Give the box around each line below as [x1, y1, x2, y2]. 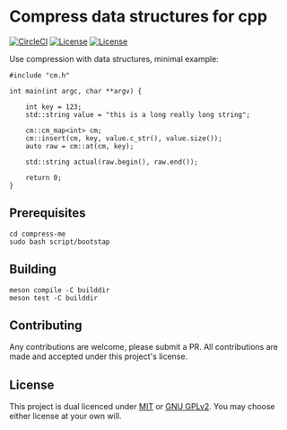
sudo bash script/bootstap [9, 237, 110, 246]
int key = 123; [25, 102, 83, 112]
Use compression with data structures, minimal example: [9, 53, 220, 64]
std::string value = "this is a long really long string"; [25, 110, 251, 119]
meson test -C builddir [9, 293, 99, 302]
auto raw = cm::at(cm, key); [25, 141, 135, 150]
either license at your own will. [9, 411, 122, 422]
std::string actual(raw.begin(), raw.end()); [25, 157, 199, 166]
